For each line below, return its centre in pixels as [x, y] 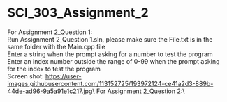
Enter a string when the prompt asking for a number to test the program [110, 54]
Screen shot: [25, 76]
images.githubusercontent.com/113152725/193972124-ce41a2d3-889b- [110, 83]
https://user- [63, 76]
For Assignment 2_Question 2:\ [140, 91]
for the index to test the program [54, 69]
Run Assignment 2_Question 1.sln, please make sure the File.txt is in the [110, 39]
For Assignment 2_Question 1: [50, 32]
